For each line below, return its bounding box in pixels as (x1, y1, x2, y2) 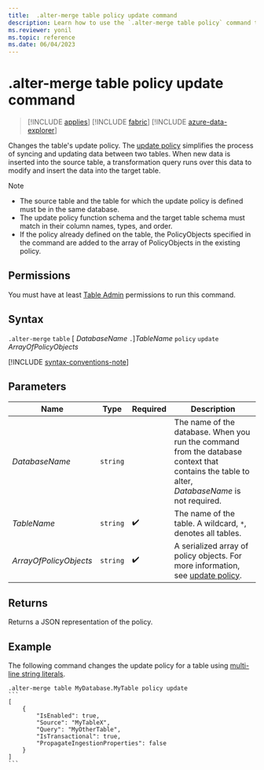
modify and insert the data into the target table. (8, 166, 161, 175)
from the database (174, 445, 242, 456)
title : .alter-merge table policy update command (8, 11, 178, 20)
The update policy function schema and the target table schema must (19, 213, 245, 222)
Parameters (8, 380, 67, 394)
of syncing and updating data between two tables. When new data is (8, 149, 231, 159)
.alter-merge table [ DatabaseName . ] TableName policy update (8, 333, 219, 343)
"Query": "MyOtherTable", (36, 726, 122, 734)
